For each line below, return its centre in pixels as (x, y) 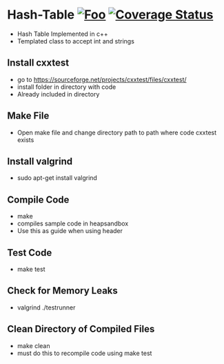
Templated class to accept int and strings (75, 41)
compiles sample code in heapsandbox (73, 223)
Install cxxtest (38, 63)
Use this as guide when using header (70, 231)
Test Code (30, 253)
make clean (33, 345)
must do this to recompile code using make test (84, 353)
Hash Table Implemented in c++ (62, 34)
